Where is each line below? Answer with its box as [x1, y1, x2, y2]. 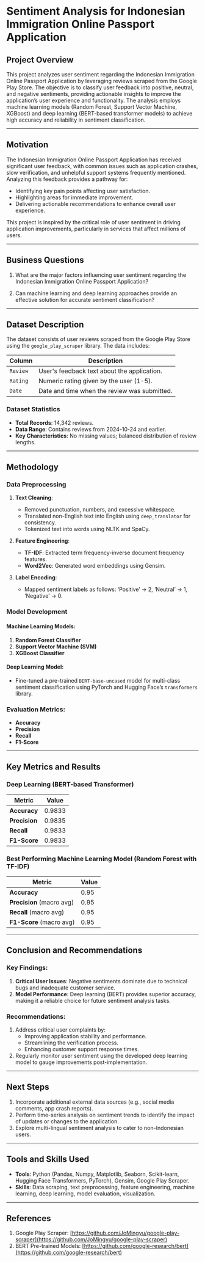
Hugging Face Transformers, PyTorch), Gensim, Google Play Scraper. [15, 1176, 190, 1184]
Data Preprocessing [6, 480, 67, 489]
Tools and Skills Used [6, 1154, 90, 1165]
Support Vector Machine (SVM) [15, 643, 97, 650]
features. [24, 556, 48, 563]
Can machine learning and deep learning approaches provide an [15, 289, 178, 297]
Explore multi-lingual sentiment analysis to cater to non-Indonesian [15, 1124, 184, 1131]
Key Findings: [6, 964, 48, 972]
